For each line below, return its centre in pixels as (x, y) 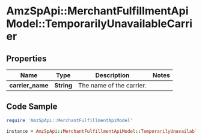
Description (112, 75)
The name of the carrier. (112, 85)
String (63, 85)
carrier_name (29, 85)
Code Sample (32, 107)
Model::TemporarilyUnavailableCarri (99, 24)
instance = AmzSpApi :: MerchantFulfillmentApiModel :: (74, 131)
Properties (26, 58)
